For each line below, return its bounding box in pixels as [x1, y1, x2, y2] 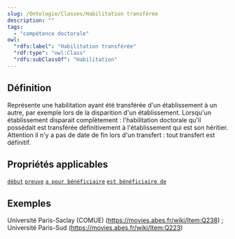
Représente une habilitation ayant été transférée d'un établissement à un [7, 101, 217, 109]
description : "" [7, 17, 55, 24]
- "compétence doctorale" [13, 30, 90, 37]
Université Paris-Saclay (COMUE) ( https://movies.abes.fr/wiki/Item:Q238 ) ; [7, 216, 224, 225]
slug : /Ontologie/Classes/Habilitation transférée [7, 10, 159, 18]
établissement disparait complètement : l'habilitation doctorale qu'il [7, 115, 201, 124]
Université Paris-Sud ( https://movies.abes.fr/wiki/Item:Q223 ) [7, 224, 183, 232]
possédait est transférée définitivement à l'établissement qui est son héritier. [7, 123, 229, 131]
